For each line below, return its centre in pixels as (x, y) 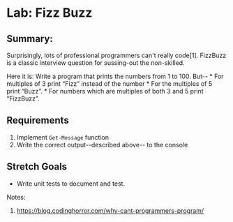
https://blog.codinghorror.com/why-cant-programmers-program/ (110, 210)
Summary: (30, 39)
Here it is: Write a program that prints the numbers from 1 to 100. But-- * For (115, 76)
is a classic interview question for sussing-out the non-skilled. (96, 63)
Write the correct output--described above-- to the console (102, 145)
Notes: (16, 197)
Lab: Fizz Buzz (50, 13)
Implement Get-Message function (63, 137)
